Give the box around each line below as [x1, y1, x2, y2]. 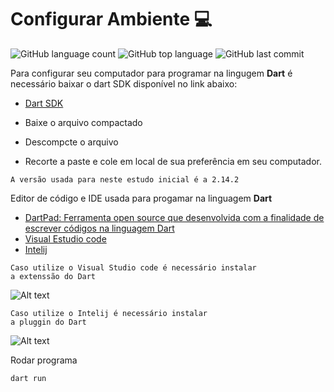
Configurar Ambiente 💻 [10, 8, 213, 31]
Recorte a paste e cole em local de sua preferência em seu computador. [24, 155, 322, 167]
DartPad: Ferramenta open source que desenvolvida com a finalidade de [24, 211, 325, 223]
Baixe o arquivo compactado [24, 116, 143, 128]
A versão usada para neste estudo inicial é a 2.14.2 [10, 174, 240, 185]
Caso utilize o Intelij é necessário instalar [10, 308, 208, 318]
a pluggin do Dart [10, 317, 87, 327]
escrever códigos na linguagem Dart [24, 222, 175, 234]
